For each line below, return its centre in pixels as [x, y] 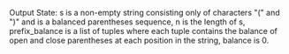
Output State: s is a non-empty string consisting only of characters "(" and [144, 13]
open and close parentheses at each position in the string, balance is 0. [139, 40]
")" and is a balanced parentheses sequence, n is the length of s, [127, 22]
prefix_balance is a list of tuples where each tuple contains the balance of [144, 31]
